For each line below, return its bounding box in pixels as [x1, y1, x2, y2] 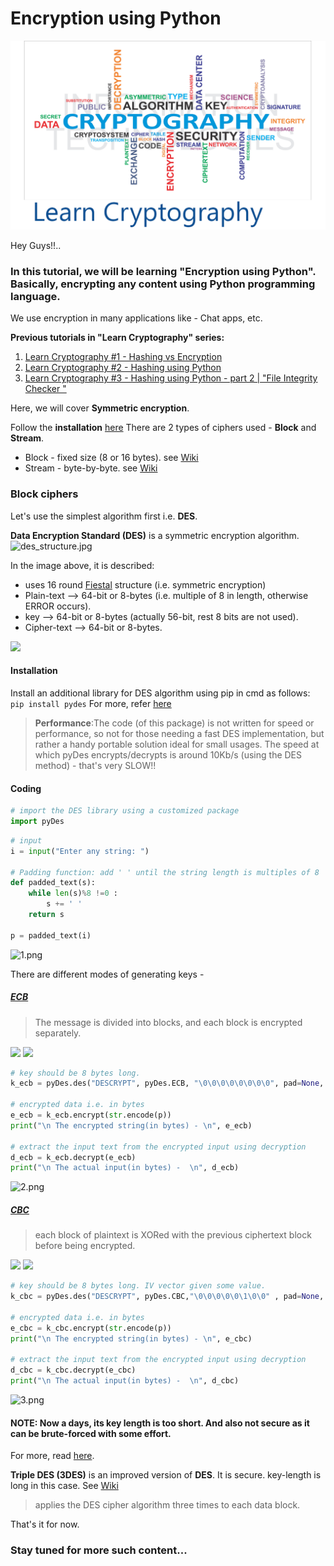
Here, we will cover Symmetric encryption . [10, 402, 190, 414]
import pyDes [10, 817, 65, 827]
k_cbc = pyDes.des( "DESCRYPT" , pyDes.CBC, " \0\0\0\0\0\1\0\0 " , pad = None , [10, 1292, 325, 1302]
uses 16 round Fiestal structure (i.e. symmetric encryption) [24, 578, 267, 591]
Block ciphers [10, 487, 79, 501]
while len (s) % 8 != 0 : [28, 888, 118, 899]
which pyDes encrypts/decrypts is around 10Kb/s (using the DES [34, 748, 303, 761]
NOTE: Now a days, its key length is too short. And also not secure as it [10, 1417, 310, 1429]
